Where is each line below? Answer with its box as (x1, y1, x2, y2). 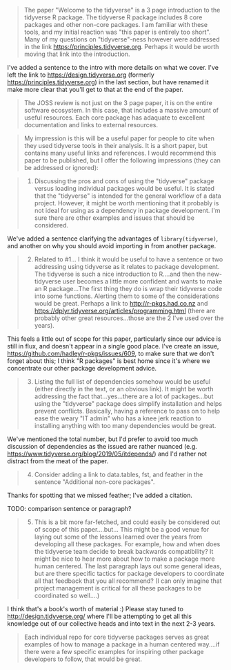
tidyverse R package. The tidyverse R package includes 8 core (23, 13, 203, 21)
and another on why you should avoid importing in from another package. (7, 242, 217, 250)
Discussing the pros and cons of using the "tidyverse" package (34, 177, 214, 185)
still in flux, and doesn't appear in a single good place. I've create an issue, (7, 342, 219, 350)
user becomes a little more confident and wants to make (62, 277, 223, 286)
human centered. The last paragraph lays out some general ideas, (34, 562, 222, 570)
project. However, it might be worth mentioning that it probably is (34, 199, 219, 207)
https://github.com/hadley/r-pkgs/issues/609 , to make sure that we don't (7, 349, 214, 357)
